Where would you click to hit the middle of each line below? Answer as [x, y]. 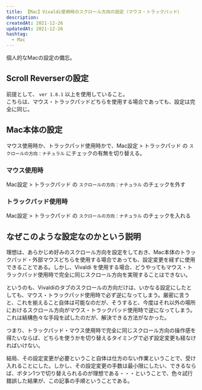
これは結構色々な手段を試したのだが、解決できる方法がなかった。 [88, 318]
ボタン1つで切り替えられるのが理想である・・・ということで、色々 [99, 373]
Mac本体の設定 [35, 130]
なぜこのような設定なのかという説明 [74, 236]
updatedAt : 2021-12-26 [35, 29]
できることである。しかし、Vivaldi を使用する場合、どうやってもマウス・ [97, 267]
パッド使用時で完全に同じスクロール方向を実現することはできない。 [106, 275]
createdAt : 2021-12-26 [35, 23]
